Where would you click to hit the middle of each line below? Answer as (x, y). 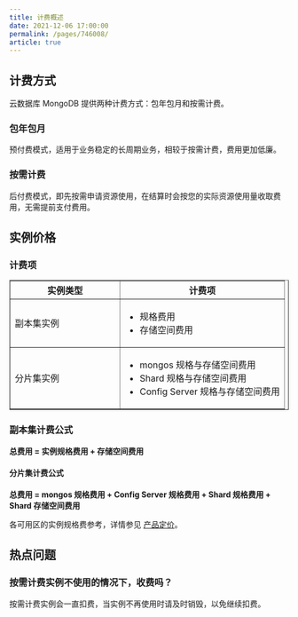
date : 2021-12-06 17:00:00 (59, 26)
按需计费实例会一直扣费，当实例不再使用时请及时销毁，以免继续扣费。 (137, 604)
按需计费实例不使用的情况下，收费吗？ (91, 582)
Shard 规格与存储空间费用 (193, 378)
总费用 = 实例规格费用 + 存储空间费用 (77, 451)
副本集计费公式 (41, 430)
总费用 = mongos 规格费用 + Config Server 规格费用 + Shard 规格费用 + (140, 494)
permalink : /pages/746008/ (59, 34)
